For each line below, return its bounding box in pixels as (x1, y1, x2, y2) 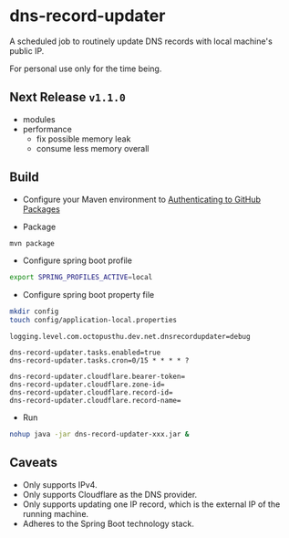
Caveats (9, 455, 57, 470)
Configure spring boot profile (22, 255, 132, 266)
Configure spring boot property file (22, 290, 155, 301)
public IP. (9, 45, 45, 56)
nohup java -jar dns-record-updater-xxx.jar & (9, 430, 190, 439)
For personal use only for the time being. (9, 63, 162, 74)
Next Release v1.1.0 (9, 90, 126, 105)
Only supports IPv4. (22, 479, 98, 490)
